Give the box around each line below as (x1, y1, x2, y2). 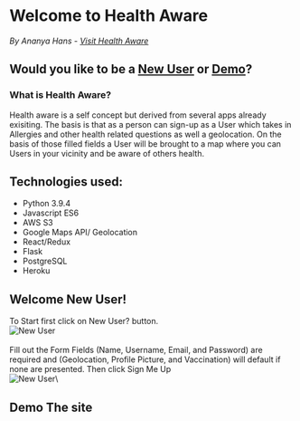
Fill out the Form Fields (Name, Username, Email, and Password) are (9, 345, 264, 356)
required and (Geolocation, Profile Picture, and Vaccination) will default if (9, 354, 281, 365)
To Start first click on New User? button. (9, 316, 159, 327)
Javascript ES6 (22, 207, 80, 218)
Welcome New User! (9, 292, 127, 307)
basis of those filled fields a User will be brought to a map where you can (9, 138, 282, 149)
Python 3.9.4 (22, 198, 70, 209)
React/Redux (22, 236, 70, 247)
